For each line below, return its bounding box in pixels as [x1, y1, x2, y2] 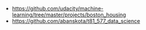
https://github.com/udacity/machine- [11, 5, 104, 12]
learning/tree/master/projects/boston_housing [11, 11, 126, 18]
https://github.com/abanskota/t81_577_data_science [11, 18, 141, 24]
